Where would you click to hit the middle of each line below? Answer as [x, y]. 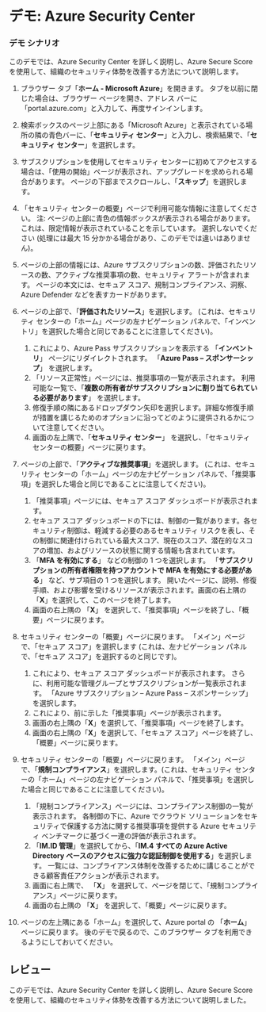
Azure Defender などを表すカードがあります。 [95, 295]
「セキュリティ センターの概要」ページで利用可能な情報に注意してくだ [135, 209]
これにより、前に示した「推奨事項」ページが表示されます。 [129, 713]
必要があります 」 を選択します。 [92, 398]
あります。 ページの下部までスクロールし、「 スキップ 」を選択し [137, 182]
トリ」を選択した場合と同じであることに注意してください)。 [118, 332]
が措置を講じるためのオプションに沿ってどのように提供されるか [136, 418]
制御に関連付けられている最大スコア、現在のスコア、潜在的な [139, 541]
